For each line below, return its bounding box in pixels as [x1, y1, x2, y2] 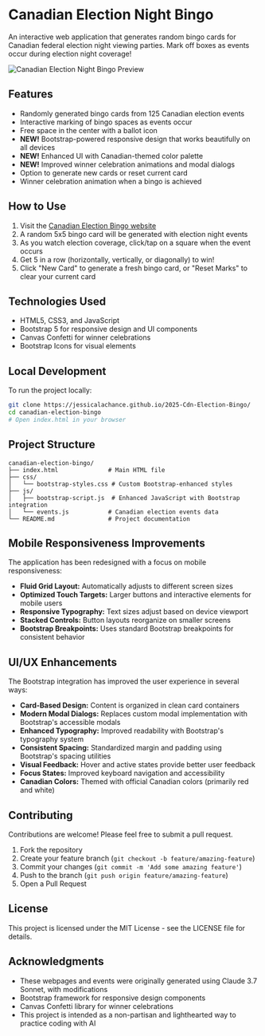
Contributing [8, 808, 73, 822]
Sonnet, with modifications [19, 984, 108, 994]
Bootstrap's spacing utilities [19, 751, 111, 761]
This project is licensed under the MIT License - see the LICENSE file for [8, 923, 245, 932]
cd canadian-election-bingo [8, 408, 102, 416]
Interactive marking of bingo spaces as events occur [19, 117, 193, 127]
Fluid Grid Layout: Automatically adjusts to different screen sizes [19, 581, 233, 591]
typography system [19, 735, 84, 744]
